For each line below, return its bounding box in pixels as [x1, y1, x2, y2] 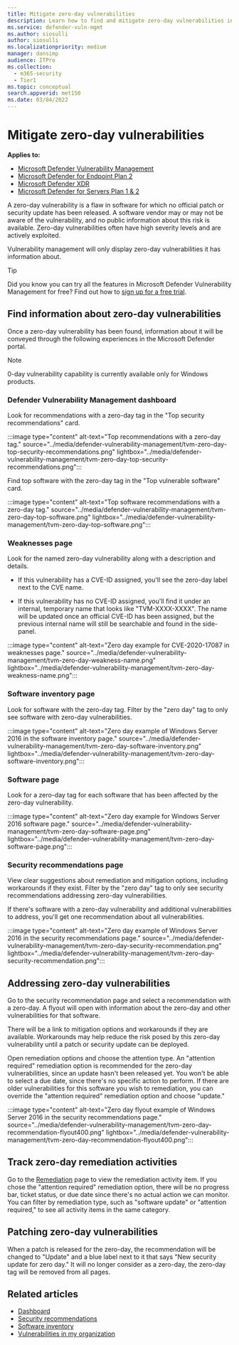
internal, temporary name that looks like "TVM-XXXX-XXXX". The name [17, 605, 228, 613]
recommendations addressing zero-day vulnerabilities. [7, 891, 168, 900]
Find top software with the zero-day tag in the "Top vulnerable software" [7, 477, 221, 485]
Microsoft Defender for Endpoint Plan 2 [17, 171, 133, 180]
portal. [7, 342, 27, 351]
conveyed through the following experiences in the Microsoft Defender [7, 334, 215, 343]
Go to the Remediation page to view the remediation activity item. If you [7, 1175, 218, 1184]
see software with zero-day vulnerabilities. [7, 713, 133, 721]
